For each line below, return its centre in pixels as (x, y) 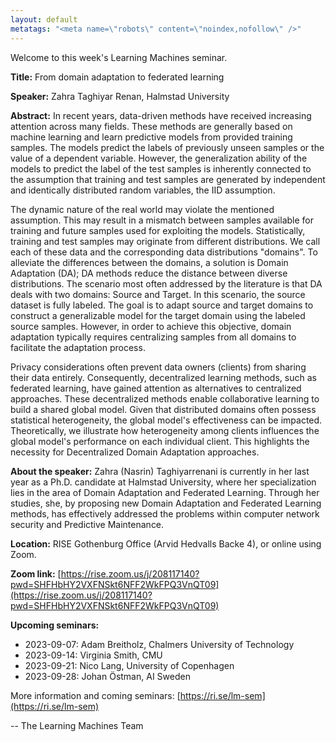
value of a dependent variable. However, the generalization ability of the (159, 158)
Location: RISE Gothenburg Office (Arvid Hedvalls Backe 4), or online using (166, 543)
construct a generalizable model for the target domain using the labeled (158, 315)
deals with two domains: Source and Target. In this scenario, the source (158, 294)
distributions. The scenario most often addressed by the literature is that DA (166, 283)
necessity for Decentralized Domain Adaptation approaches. (135, 452)
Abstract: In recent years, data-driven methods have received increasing (161, 115)
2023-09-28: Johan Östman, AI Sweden (107, 676)
